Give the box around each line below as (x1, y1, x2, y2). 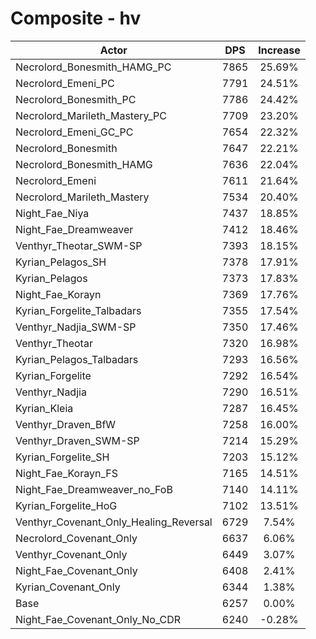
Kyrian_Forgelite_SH (15, 450, 110, 464)
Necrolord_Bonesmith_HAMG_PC (15, 60, 172, 74)
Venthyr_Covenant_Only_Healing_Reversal (15, 515, 213, 529)
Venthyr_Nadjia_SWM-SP (15, 320, 137, 334)
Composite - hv (10, 7, 142, 30)
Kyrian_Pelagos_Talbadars (15, 352, 139, 366)
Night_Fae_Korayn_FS (15, 466, 118, 480)
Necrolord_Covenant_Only (15, 531, 138, 545)
